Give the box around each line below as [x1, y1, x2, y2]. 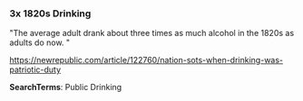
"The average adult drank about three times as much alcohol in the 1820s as [9, 28, 295, 39]
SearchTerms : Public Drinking [9, 82, 122, 93]
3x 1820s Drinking [9, 7, 92, 20]
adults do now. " [9, 37, 71, 48]
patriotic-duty [9, 64, 62, 75]
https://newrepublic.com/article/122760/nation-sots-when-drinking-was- [9, 55, 284, 66]
